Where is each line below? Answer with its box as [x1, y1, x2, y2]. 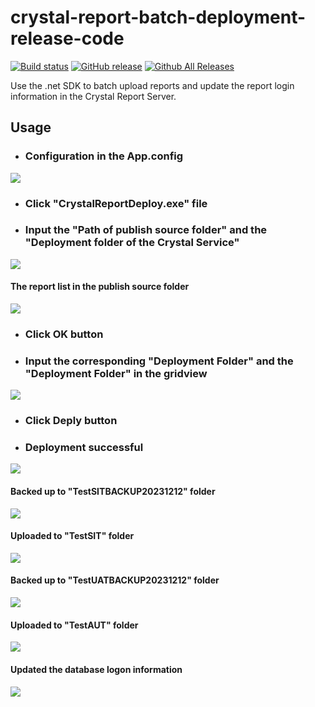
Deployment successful [24, 441, 144, 455]
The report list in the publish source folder [10, 281, 190, 293]
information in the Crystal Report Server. [10, 90, 177, 102]
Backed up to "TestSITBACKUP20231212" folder [10, 486, 216, 498]
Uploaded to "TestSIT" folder [10, 530, 135, 542]
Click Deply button [24, 414, 118, 428]
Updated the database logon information [10, 663, 183, 675]
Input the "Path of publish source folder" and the [24, 223, 268, 237]
